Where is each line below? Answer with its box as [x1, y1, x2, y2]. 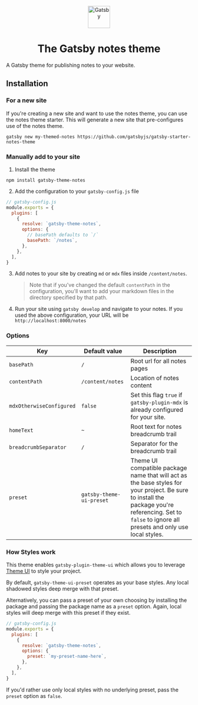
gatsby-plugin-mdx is [130, 398, 189, 406]
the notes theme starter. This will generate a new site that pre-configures [6, 116, 184, 123]
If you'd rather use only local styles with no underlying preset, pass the [6, 686, 179, 693]
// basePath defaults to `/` [27, 232, 99, 238]
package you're [130, 500, 174, 509]
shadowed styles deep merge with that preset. [6, 585, 119, 592]
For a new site [6, 96, 47, 104]
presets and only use [130, 523, 189, 531]
